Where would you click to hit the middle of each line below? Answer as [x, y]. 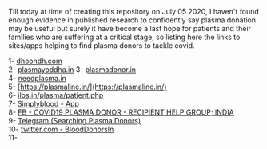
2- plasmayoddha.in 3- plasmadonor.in [72, 70]
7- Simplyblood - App [44, 104]
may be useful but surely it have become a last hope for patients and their [130, 28]
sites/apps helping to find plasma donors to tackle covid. [102, 46]
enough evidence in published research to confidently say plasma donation [132, 20]
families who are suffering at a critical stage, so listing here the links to [124, 37]
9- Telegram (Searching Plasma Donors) [75, 121]
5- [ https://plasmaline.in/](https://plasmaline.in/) [88, 87]
